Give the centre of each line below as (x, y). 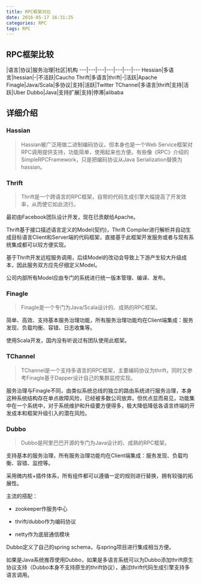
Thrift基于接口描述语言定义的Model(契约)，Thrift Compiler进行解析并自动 (96, 230)
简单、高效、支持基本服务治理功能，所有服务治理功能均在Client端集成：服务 (100, 320)
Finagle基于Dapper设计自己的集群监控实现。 (81, 378)
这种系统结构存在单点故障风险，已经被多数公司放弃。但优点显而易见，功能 (98, 398)
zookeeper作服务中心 (41, 508)
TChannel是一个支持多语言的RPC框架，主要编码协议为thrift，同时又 (104, 370)
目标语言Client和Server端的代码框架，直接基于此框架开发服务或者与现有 (100, 237)
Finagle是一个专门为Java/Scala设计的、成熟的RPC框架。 (91, 307)
